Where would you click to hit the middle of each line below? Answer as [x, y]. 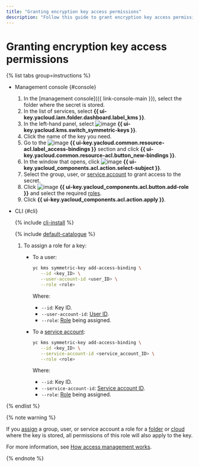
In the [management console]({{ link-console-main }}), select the [103, 99]
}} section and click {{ [118, 149]
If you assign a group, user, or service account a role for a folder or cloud [95, 429]
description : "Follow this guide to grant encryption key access [88, 17]
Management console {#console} [55, 87]
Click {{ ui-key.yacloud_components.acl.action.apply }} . [94, 200]
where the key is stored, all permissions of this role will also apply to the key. [99, 436]
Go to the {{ [49, 143]
